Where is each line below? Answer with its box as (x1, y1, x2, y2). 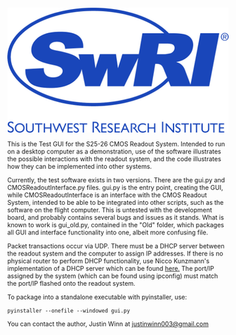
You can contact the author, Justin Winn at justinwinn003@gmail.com (7, 320, 209, 328)
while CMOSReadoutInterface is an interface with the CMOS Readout (7, 191, 207, 199)
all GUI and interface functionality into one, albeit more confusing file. (7, 228, 209, 236)
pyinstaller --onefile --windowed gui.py (7, 308, 131, 315)
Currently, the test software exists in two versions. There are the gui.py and (7, 176, 225, 184)
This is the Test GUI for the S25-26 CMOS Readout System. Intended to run (7, 140, 225, 148)
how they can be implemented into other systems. (7, 163, 152, 171)
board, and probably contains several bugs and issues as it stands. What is (7, 213, 225, 222)
